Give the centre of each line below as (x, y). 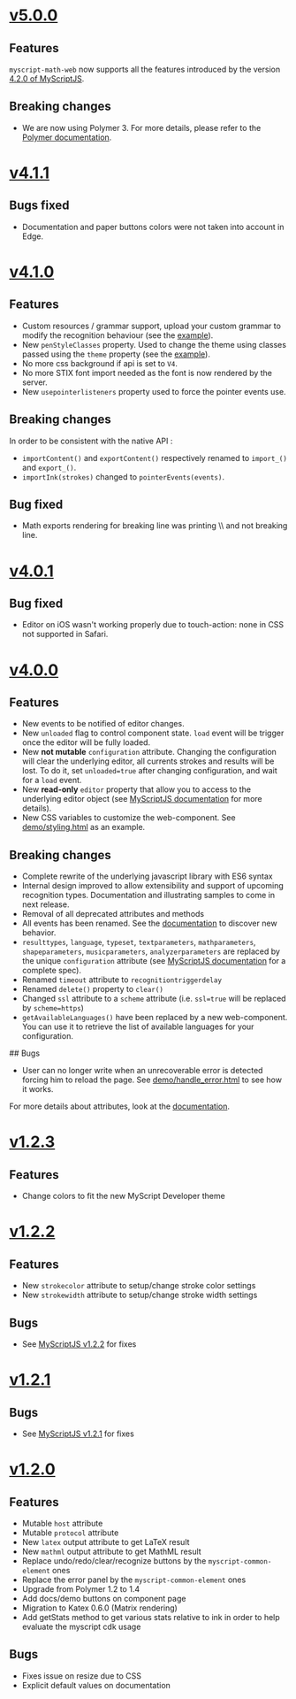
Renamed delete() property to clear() (92, 989)
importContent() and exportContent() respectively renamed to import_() (154, 457)
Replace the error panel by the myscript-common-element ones (134, 1580)
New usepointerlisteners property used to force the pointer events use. (154, 391)
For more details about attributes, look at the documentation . (119, 1106)
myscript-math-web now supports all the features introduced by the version (145, 69)
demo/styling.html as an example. (83, 827)
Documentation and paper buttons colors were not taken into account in (153, 227)
